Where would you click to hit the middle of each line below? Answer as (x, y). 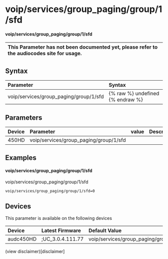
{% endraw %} (126, 100)
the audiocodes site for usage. (45, 54)
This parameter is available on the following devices (59, 218)
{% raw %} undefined (134, 94)
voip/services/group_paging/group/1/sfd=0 (50, 191)
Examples (21, 158)
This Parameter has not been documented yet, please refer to (83, 47)
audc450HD (22, 239)
